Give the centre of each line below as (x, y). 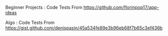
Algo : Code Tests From (30, 23)
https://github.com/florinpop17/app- (121, 7)
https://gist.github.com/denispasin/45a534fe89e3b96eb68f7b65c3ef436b (84, 28)
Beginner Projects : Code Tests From (44, 7)
